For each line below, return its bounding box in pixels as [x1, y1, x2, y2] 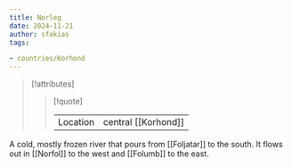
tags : [9, 38, 29, 47]
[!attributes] [30, 79, 75, 89]
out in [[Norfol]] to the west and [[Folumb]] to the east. [9, 148, 209, 159]
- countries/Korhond [9, 54, 86, 63]
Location [57, 116, 95, 129]
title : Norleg [9, 13, 62, 22]
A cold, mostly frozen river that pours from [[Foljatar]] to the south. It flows [9, 139, 283, 150]
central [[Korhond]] [102, 116, 185, 129]
